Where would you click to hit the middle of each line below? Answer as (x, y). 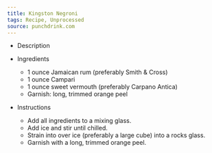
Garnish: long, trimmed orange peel (78, 94)
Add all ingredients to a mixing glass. (79, 121)
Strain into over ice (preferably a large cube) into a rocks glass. (116, 135)
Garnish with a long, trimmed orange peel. (87, 143)
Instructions (34, 108)
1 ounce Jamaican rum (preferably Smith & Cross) (97, 72)
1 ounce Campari (51, 80)
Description (33, 46)
